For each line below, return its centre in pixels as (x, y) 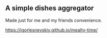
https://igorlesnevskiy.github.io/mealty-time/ (51, 30)
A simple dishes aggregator (50, 8)
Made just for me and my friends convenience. (54, 20)
